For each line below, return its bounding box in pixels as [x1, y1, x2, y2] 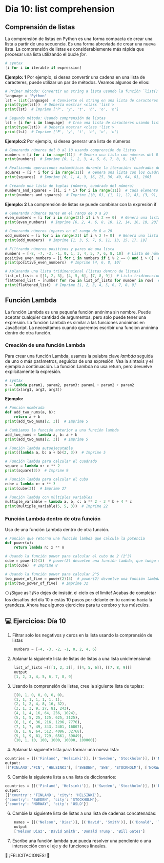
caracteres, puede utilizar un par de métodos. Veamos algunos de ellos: [5, 79, 150, 85]
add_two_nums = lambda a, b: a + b [5, 432, 78, 437]
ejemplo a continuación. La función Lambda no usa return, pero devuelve [5, 363, 152, 369]
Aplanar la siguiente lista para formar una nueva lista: [12, 747, 120, 753]
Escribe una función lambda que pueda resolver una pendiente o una [12, 838, 151, 843]
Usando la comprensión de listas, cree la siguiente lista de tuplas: [12, 683, 144, 689]
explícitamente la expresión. [5, 369, 61, 374]
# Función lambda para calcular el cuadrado [5, 459, 97, 464]
